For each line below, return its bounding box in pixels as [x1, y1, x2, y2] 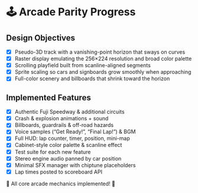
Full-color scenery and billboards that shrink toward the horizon [14, 75, 170, 82]
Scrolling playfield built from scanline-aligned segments [14, 62, 151, 69]
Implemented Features [6, 93, 92, 103]
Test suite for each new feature [14, 148, 91, 155]
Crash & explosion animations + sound [14, 115, 109, 122]
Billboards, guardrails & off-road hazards [14, 122, 114, 129]
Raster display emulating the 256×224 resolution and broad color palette [14, 55, 192, 63]
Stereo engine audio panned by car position [14, 155, 122, 162]
